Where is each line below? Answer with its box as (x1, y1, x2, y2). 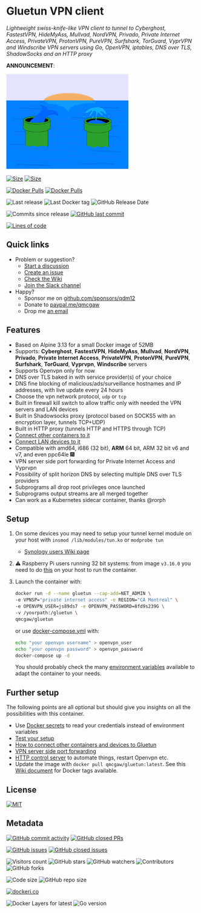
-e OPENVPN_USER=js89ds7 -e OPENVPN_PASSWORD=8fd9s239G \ (15, 603, 165, 609)
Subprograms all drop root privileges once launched (15, 483, 145, 490)
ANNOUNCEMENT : (6, 62, 55, 69)
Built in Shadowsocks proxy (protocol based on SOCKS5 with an (15, 412, 176, 419)
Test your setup (15, 735, 54, 742)
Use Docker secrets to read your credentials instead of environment (15, 722, 185, 729)
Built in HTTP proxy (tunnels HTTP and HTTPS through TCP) (15, 425, 166, 432)
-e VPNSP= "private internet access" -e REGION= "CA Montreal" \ (15, 597, 179, 603)
